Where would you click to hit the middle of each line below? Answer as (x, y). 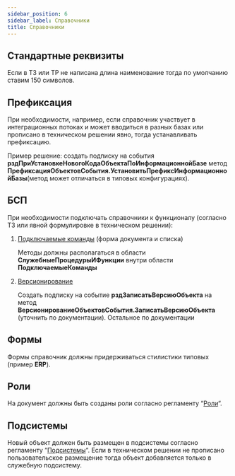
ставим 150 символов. (41, 80)
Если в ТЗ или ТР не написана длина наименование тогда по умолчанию (117, 73)
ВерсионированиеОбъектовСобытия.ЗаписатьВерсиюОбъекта (116, 310)
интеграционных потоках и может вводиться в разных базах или (106, 127)
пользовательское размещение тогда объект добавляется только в (109, 458)
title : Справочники (36, 27)
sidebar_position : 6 (38, 14)
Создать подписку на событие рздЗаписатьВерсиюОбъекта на (115, 295)
